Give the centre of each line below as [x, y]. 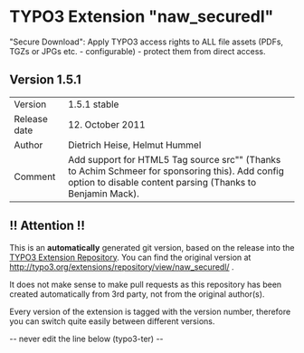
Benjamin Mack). [104, 194]
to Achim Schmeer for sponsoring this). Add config [176, 171]
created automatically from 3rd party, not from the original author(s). [137, 294]
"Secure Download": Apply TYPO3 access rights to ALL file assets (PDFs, [146, 42]
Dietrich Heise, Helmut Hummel [134, 145]
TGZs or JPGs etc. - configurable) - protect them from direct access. [138, 51]
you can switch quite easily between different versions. [112, 321]
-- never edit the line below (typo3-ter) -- [87, 339]
